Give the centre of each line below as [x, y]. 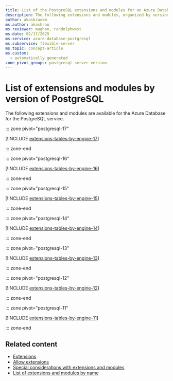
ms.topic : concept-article [34, 48]
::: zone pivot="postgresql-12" [37, 278]
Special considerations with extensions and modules [68, 367]
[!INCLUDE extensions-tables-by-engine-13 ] [52, 258]
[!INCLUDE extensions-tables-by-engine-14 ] [53, 228]
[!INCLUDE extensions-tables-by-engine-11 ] [52, 318]
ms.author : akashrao [28, 24]
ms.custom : [17, 53]
